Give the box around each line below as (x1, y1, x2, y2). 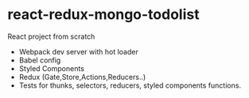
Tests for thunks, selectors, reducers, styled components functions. (18, 81, 242, 90)
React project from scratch (7, 32, 95, 41)
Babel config (18, 55, 61, 65)
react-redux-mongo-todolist (7, 6, 200, 24)
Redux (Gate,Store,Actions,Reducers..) (18, 72, 146, 81)
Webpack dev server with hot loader (18, 47, 138, 56)
